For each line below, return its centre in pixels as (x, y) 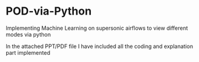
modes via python (28, 34)
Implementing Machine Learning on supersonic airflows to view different (97, 28)
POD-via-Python (49, 11)
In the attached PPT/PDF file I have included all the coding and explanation (99, 46)
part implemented (28, 52)
